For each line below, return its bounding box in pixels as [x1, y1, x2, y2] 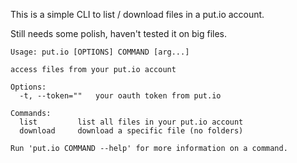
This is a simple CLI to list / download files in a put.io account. [10, 9, 265, 20]
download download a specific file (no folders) [19, 126, 244, 136]
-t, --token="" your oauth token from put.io [19, 91, 222, 101]
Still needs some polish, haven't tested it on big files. [10, 28, 228, 39]
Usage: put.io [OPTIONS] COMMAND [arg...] [10, 47, 190, 57]
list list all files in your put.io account [19, 117, 244, 127]
